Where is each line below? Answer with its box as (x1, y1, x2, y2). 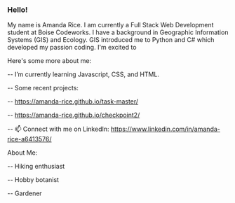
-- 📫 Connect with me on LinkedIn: (7, 125, 110, 134)
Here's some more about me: (7, 57, 92, 65)
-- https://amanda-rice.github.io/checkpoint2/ (7, 111, 140, 120)
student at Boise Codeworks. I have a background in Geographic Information (7, 28, 229, 36)
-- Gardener (7, 189, 42, 197)
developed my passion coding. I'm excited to (7, 43, 137, 52)
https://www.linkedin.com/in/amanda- (110, 125, 221, 134)
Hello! (7, 5, 28, 15)
